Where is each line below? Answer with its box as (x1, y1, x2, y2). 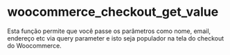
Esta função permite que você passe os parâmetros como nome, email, (7, 27, 211, 35)
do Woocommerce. (7, 41, 62, 49)
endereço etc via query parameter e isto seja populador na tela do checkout (7, 34, 224, 42)
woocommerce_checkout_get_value (7, 4, 219, 20)
